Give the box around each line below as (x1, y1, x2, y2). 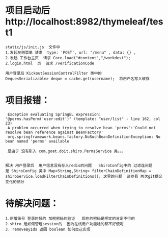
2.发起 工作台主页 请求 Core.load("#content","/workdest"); (5, 55, 131, 60)
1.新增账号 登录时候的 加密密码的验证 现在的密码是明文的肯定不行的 (5, 216, 135, 221)
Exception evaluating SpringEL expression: (7, 112, 101, 117)
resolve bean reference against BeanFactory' (5, 130, 103, 135)
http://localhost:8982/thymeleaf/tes (5, 16, 163, 28)
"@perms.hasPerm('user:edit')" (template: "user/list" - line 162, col (5, 116, 160, 122)
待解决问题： (5, 198, 60, 209)
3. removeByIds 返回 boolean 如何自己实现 (5, 227, 91, 232)
